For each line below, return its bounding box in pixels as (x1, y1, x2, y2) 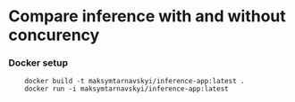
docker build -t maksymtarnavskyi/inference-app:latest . (24, 77, 245, 86)
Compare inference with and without (8, 6, 287, 27)
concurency (8, 25, 100, 45)
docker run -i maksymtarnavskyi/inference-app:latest (24, 84, 229, 94)
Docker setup (8, 57, 69, 69)
